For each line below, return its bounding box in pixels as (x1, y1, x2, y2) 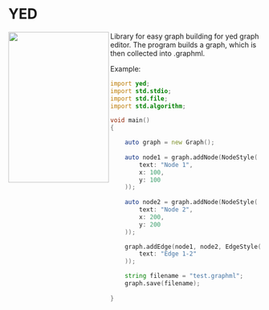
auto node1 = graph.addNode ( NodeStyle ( (124, 153, 259, 161)
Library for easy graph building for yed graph (110, 31, 259, 41)
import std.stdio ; (110, 87, 172, 95)
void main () (110, 116, 150, 124)
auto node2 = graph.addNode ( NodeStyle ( (124, 198, 259, 206)
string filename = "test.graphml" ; (124, 272, 243, 280)
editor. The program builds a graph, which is (110, 39, 257, 49)
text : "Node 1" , (139, 161, 194, 169)
